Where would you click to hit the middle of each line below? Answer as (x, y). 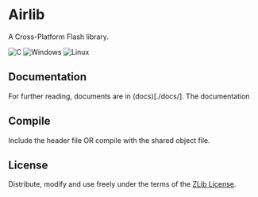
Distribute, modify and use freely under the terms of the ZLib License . (122, 184)
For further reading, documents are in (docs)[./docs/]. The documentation (129, 96)
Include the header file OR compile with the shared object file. (109, 140)
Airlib (27, 15)
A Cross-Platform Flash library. (59, 37)
